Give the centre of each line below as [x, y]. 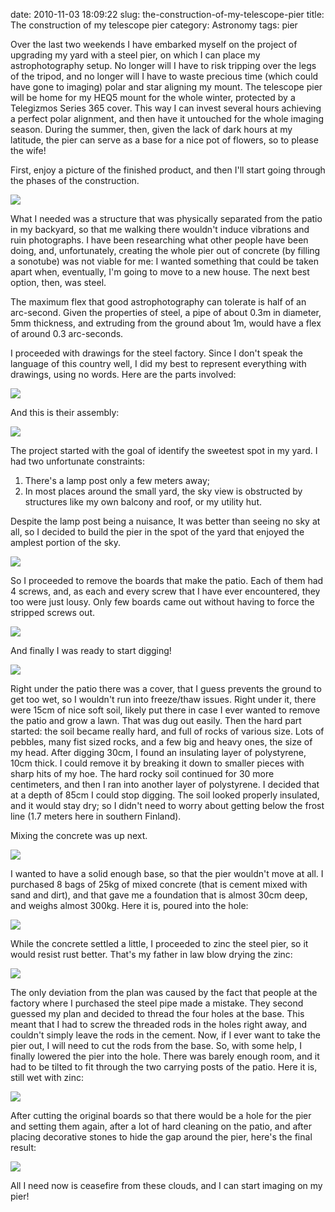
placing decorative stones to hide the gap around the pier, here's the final [161, 1137]
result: [23, 1147]
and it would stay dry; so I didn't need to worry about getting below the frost [167, 805]
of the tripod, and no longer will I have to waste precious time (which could [164, 76]
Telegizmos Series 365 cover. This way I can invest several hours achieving [166, 108]
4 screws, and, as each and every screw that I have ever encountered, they [165, 591]
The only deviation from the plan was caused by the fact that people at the [164, 992]
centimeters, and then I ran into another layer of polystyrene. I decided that [165, 784]
